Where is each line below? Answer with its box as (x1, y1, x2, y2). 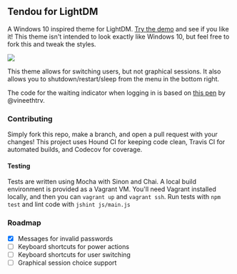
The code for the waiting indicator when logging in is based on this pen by (7, 88, 226, 97)
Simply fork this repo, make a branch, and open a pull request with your (7, 130, 218, 138)
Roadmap (7, 218, 41, 228)
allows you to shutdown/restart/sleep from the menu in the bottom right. (7, 74, 220, 83)
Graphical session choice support (17, 258, 117, 267)
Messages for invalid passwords (17, 234, 114, 243)
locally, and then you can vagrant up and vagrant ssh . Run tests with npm (7, 193, 221, 201)
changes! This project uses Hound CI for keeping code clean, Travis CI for (7, 138, 226, 146)
